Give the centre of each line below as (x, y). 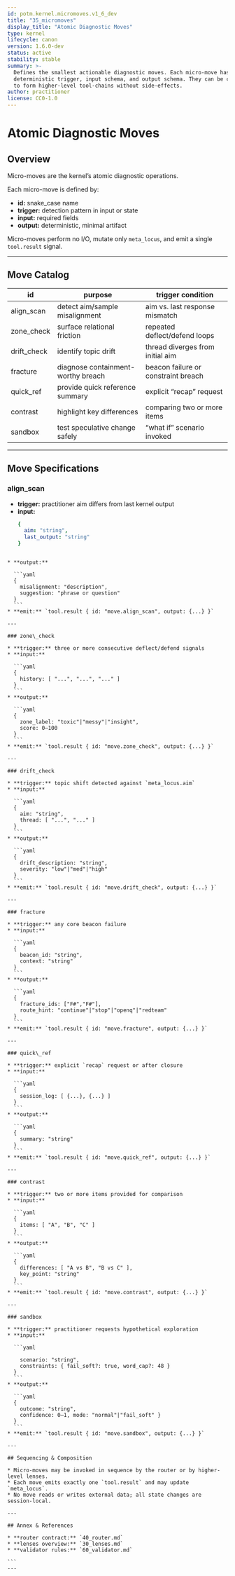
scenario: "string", (50, 1360)
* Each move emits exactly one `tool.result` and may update (98, 1483)
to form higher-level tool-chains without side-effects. (98, 86)
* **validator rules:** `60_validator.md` (70, 1550)
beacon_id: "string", (51, 955)
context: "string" (47, 961)
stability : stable (34, 60)
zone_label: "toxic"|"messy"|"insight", (79, 722)
